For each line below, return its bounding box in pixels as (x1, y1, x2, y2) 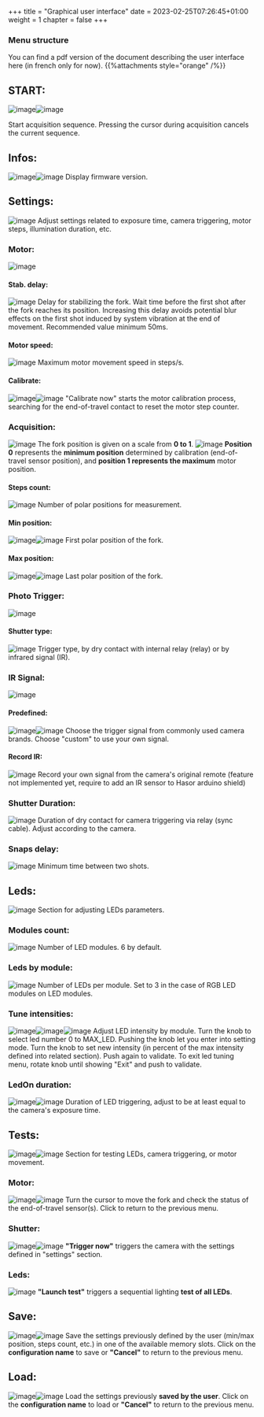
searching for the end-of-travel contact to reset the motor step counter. (8, 402, 240, 411)
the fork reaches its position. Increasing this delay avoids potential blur (8, 306, 237, 315)
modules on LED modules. (8, 989, 93, 998)
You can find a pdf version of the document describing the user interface (8, 53, 245, 62)
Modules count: (8, 925, 70, 936)
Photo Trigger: (8, 591, 65, 602)
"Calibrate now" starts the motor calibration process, (65, 393, 236, 402)
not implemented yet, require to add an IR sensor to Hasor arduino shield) (8, 777, 246, 787)
